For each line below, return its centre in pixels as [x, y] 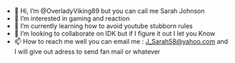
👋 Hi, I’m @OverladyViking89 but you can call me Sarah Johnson [109, 11]
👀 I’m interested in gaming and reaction [72, 18]
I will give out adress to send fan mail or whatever [87, 52]
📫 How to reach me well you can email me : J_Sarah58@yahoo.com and [121, 41]
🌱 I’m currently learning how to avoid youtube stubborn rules [103, 26]
